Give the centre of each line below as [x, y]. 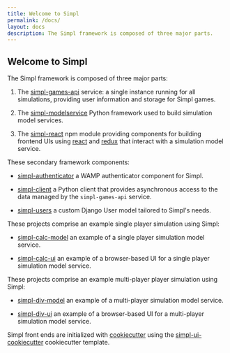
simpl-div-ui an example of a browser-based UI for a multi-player [110, 314]
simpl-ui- [189, 335]
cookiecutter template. [77, 343]
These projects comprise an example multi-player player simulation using [113, 280]
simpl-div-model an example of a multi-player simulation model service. [121, 301]
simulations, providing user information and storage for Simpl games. [116, 99]
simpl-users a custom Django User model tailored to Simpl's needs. [114, 210]
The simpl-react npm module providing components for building [109, 134]
